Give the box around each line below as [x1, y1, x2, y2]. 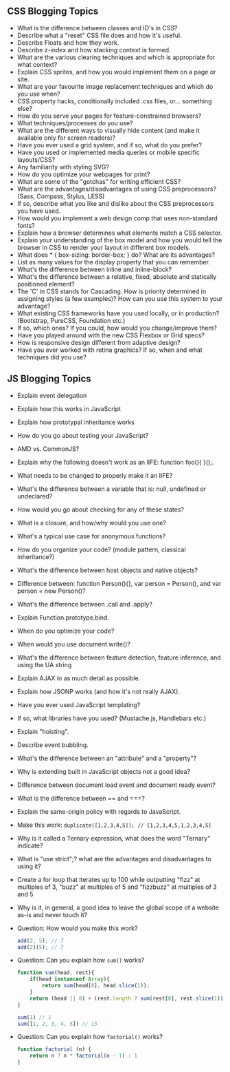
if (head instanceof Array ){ [30, 976, 110, 983]
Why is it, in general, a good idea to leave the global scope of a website [16, 903, 220, 912]
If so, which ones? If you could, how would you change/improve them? [16, 324, 218, 332]
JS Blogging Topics [7, 373, 91, 385]
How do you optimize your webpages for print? [16, 170, 150, 178]
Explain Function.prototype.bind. [16, 613, 110, 622]
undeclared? [16, 492, 53, 500]
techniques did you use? [16, 353, 87, 361]
